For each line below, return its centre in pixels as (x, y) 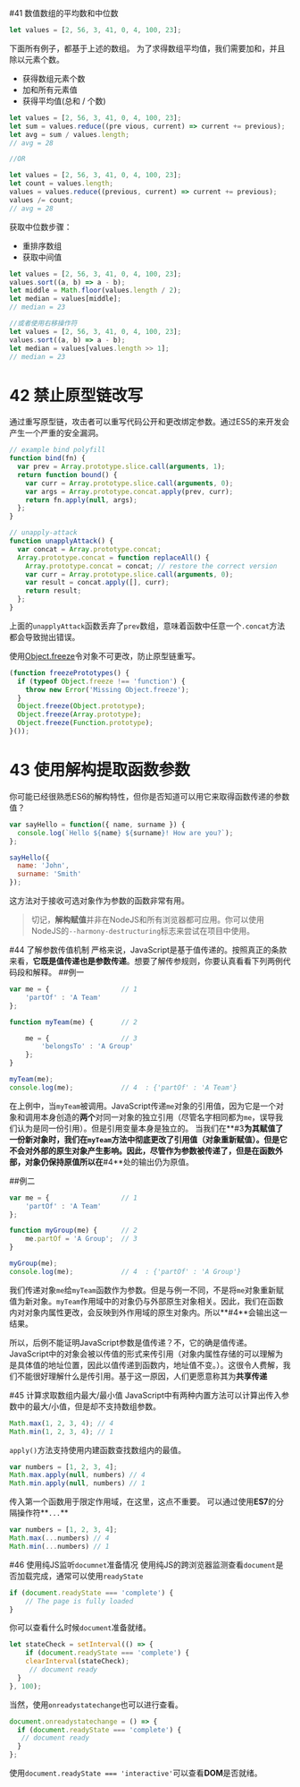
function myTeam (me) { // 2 (74, 1022)
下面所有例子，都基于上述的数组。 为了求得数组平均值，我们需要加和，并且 (147, 48)
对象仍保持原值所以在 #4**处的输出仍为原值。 (109, 1161)
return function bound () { (67, 475)
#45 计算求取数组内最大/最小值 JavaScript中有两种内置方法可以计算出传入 (146, 1395)
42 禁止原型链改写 (76, 395)
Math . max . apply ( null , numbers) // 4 (77, 1475)
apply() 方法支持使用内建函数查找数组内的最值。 (98, 1449)
